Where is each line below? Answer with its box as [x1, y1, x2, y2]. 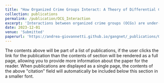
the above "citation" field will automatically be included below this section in [5, 68, 158, 74]
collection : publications [5, 12, 58, 17]
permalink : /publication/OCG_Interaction [5, 16, 91, 21]
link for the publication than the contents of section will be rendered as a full [5, 52, 158, 58]
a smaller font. [5, 73, 34, 79]
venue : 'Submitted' [5, 30, 45, 34]
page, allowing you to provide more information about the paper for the [5, 58, 148, 64]
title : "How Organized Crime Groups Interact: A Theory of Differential [5, 7, 156, 12]
